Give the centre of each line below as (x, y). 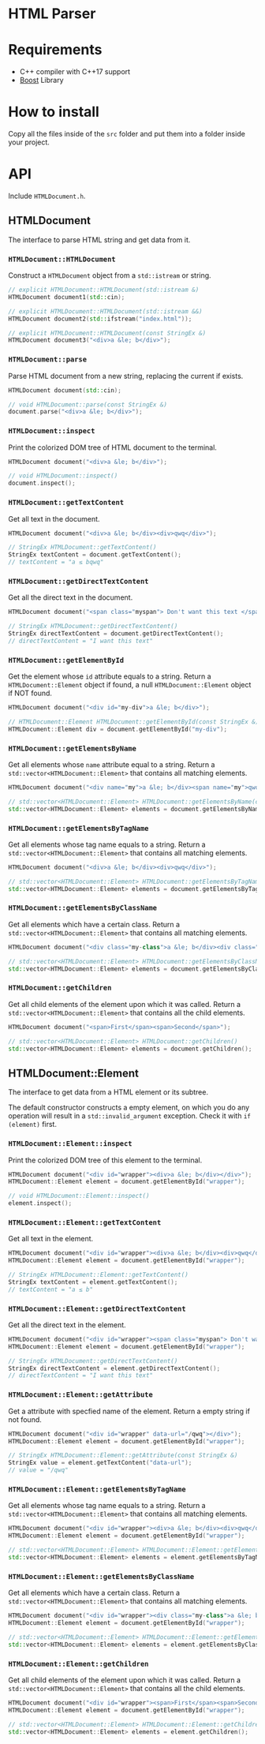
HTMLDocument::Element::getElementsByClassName (101, 1576)
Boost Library (42, 80)
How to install (54, 112)
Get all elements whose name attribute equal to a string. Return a (112, 765)
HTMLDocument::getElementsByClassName (83, 908)
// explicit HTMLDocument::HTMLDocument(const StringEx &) (107, 333)
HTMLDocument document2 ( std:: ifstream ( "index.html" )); (100, 319)
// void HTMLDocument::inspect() (63, 476)
